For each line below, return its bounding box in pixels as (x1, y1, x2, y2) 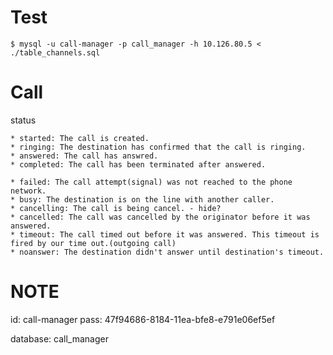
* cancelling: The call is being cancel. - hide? (10, 203, 222, 213)
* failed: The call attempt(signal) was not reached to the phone (10, 177, 293, 187)
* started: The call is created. (10, 133, 150, 143)
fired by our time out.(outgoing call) (10, 238, 177, 248)
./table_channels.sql (10, 47, 101, 58)
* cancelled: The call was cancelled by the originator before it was (10, 212, 311, 222)
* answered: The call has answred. (10, 151, 159, 161)
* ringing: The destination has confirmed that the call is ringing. (10, 142, 307, 152)
